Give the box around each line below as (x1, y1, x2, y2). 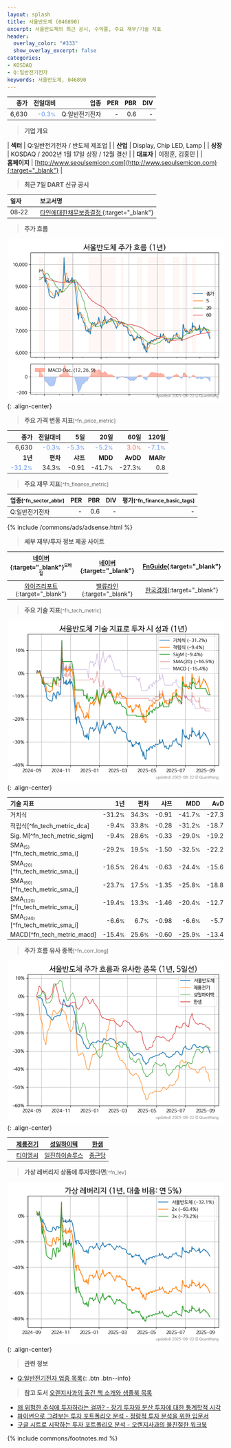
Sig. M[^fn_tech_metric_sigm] (10, 832, 94, 840)
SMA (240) (10, 913, 36, 922)
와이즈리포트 (24, 582, 58, 590)
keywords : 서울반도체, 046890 (7, 76, 87, 83)
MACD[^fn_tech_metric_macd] (10, 930, 97, 938)
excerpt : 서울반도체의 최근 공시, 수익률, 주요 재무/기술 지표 (7, 25, 162, 32)
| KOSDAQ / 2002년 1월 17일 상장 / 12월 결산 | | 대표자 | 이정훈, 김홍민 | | (7, 150, 203, 158)
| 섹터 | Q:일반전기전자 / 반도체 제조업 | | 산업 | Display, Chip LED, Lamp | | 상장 (7, 141, 222, 149)
